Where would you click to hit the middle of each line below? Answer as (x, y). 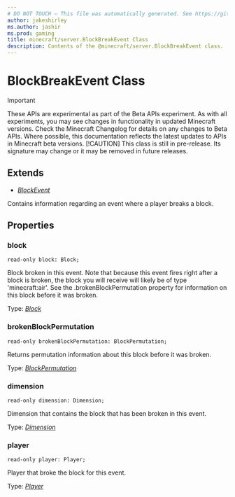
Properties (31, 226)
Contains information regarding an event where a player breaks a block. (111, 203)
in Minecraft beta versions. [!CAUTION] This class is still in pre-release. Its (114, 143)
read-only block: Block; (43, 260)
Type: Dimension (31, 427)
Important (21, 100)
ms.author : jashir (34, 27)
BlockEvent (34, 190)
